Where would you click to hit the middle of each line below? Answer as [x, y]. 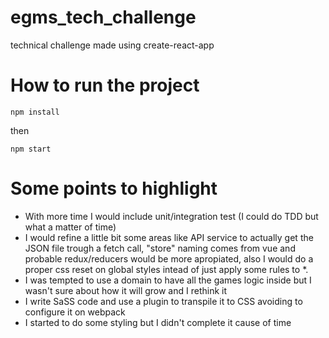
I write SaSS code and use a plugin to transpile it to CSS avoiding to [163, 301]
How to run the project [105, 85]
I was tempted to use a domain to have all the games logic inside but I [168, 280]
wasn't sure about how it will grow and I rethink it [126, 290]
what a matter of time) [70, 227]
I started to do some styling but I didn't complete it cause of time [158, 322]
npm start [31, 149]
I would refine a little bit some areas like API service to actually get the [169, 237]
